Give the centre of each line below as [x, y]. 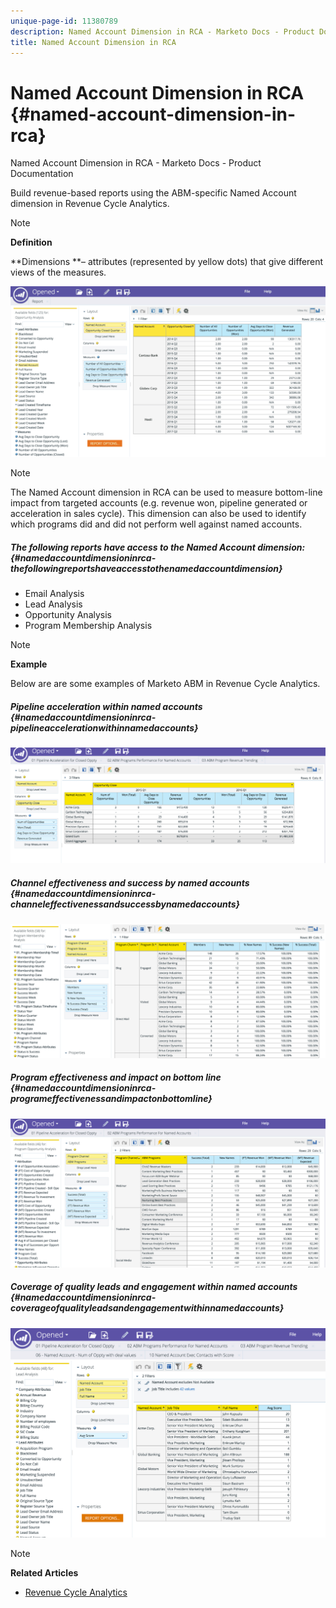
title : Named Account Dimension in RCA [93, 42]
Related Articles [44, 1572]
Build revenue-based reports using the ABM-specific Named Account [153, 193]
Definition [31, 242]
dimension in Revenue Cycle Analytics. [90, 204]
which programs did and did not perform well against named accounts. [156, 524]
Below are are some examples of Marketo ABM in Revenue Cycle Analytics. [165, 684]
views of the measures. [58, 272]
